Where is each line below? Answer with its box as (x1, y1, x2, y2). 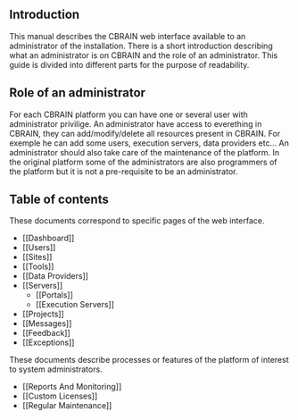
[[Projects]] (21, 308, 64, 320)
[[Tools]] (21, 261, 54, 272)
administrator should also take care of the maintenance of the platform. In (9, 147, 280, 157)
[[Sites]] (21, 252, 53, 263)
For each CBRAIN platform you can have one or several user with (9, 109, 248, 120)
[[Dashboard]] (21, 232, 75, 244)
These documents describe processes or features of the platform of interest (9, 355, 289, 365)
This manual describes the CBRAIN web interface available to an (9, 30, 246, 41)
